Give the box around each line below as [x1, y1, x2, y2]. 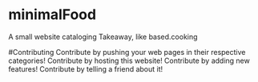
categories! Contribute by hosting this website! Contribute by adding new [8, 56, 250, 65]
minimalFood [8, 6, 97, 24]
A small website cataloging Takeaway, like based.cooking [8, 32, 198, 41]
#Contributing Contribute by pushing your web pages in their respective [8, 47, 246, 57]
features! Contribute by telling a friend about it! [8, 64, 163, 73]
